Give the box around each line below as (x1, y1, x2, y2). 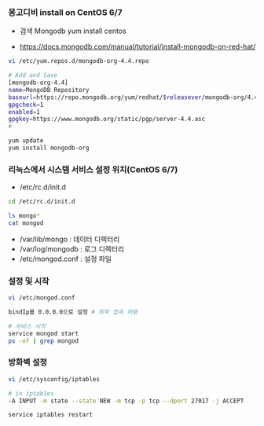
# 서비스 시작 (8, 322, 46, 330)
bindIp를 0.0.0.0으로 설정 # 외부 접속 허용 (8, 308, 138, 316)
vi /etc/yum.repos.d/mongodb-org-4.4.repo (8, 57, 149, 65)
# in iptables (8, 389, 55, 398)
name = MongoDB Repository (8, 86, 90, 94)
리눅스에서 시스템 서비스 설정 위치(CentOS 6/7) (8, 163, 178, 174)
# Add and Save (8, 72, 58, 79)
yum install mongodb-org (8, 144, 90, 152)
